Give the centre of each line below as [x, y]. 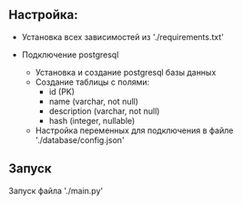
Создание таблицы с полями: [92, 82]
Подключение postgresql [70, 55]
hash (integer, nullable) [92, 120]
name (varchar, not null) [93, 101]
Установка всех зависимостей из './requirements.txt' [122, 36]
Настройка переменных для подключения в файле [134, 130]
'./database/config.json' [80, 139]
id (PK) [61, 91]
